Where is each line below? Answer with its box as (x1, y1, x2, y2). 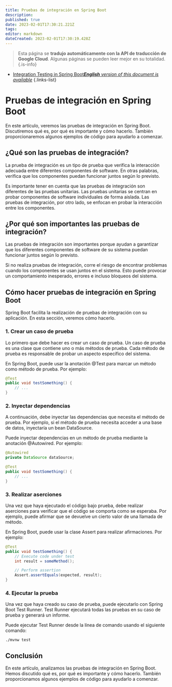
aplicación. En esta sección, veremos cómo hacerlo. (5, 315, 116, 321)
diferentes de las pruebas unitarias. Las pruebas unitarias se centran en (5, 188, 158, 194)
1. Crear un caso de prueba (5, 328, 73, 335)
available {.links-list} (12, 77, 57, 83)
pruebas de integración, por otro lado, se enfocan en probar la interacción (5, 199, 162, 206)
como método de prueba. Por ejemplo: (5, 366, 87, 372)
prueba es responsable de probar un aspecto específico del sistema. (5, 350, 151, 357)
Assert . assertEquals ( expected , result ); (14, 572, 102, 578)
